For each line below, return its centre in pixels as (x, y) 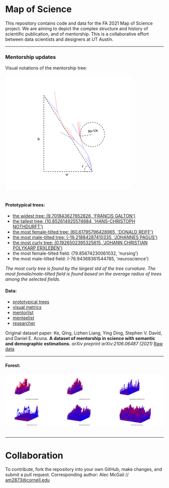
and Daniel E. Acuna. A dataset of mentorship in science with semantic (80, 338)
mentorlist (23, 313)
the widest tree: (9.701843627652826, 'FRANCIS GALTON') (74, 216)
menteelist (23, 318)
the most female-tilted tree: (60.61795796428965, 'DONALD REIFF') (83, 232)
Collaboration (34, 456)
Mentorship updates (31, 57)
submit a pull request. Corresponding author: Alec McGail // (67, 475)
